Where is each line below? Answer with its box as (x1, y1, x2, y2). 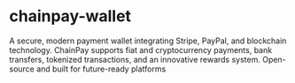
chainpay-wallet (9, 6, 131, 26)
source (9, 64, 35, 74)
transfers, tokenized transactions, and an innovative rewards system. (9, 54, 261, 64)
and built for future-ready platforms (36, 64, 167, 74)
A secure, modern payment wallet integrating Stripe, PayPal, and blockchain (9, 35, 287, 46)
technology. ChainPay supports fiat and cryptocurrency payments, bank (9, 44, 273, 55)
